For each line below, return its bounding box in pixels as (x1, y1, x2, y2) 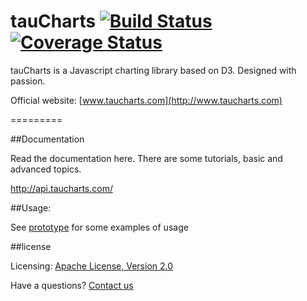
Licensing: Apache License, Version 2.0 (10, 260, 174, 272)
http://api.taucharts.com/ (10, 182, 113, 194)
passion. (10, 75, 46, 87)
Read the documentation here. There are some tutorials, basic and (10, 152, 283, 164)
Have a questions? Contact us (10, 279, 134, 291)
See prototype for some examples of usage (10, 221, 189, 233)
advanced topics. (10, 163, 82, 175)
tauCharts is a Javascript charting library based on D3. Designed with (10, 64, 297, 76)
